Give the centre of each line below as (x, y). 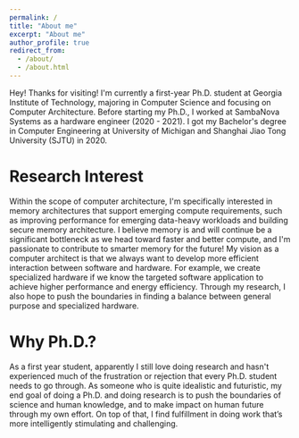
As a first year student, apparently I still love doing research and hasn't (139, 366)
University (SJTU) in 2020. (58, 140)
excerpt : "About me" (48, 34)
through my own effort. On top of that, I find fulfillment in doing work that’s (146, 414)
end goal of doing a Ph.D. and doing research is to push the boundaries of (145, 395)
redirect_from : (37, 51)
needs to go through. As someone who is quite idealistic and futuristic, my (146, 385)
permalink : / (33, 17)
